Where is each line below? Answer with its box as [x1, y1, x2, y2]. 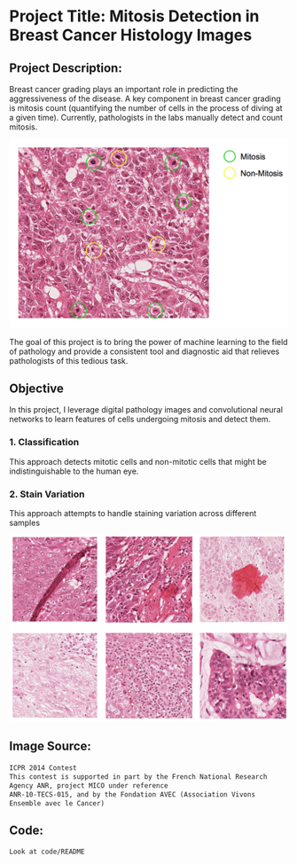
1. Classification [9, 436, 80, 449]
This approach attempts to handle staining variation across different [9, 508, 257, 519]
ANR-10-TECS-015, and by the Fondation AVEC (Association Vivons [9, 789, 255, 799]
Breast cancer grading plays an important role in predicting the [9, 84, 238, 94]
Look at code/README [9, 847, 86, 857]
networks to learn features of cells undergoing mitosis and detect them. [9, 414, 271, 425]
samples [9, 517, 41, 529]
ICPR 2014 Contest [9, 763, 77, 773]
